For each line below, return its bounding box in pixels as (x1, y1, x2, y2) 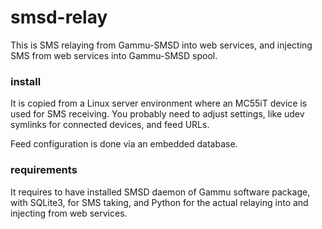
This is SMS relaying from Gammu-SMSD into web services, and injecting (10, 39, 313, 51)
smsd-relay (10, 6, 108, 29)
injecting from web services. (10, 207, 128, 219)
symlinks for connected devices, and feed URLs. (10, 119, 210, 131)
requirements (10, 163, 78, 177)
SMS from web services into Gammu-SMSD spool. (10, 49, 218, 61)
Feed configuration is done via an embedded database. (10, 138, 238, 150)
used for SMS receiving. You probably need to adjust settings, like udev (10, 108, 305, 120)
